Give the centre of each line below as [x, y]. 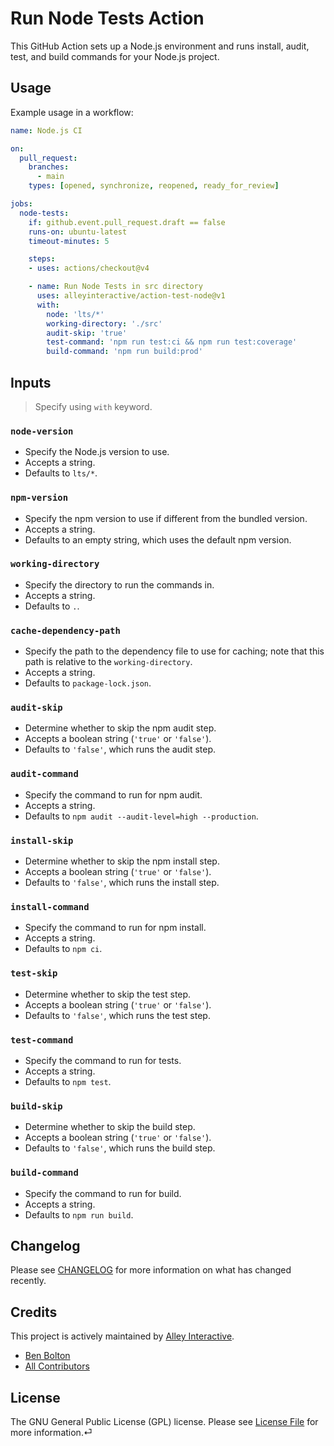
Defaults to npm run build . [79, 1214]
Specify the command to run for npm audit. [113, 794]
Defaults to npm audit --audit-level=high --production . [141, 816]
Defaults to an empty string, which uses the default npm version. [158, 539]
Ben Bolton [47, 1356]
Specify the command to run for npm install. [115, 928]
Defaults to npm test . [68, 1081]
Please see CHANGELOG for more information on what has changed [151, 1270]
